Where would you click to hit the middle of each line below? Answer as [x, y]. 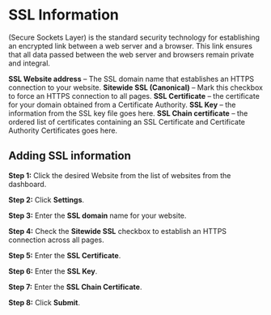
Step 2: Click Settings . [47, 199]
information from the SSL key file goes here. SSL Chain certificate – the [128, 113]
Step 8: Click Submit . [44, 302]
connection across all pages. [56, 240]
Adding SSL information [70, 156]
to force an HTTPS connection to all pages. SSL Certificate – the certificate [134, 96]
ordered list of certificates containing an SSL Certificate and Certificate [127, 121]
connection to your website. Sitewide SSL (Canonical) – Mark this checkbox [135, 87]
